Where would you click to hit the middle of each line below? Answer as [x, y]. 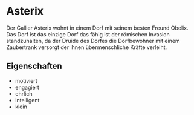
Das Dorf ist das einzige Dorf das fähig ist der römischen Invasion [88, 34]
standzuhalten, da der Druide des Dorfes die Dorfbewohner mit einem [93, 41]
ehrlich [24, 94]
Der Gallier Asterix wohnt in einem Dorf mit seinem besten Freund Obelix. [97, 28]
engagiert [27, 87]
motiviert [26, 80]
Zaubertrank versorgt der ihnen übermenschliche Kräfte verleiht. [87, 47]
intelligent [27, 100]
